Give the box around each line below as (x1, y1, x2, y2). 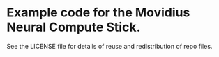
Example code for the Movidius (6, 5, 190, 21)
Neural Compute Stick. (6, 19, 141, 35)
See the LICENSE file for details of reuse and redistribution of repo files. (6, 42, 213, 50)
